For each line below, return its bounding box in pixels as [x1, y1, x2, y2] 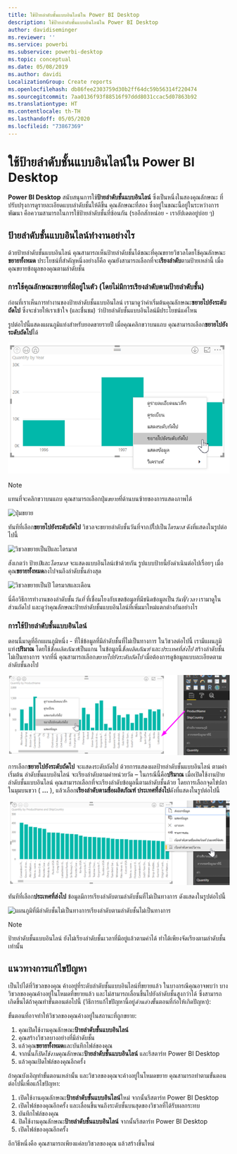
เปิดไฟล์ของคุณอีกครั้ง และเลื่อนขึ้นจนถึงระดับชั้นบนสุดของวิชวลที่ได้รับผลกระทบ [18, 1101, 200, 1110]
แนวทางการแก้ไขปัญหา [8, 962, 87, 975]
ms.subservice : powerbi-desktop [8, 49, 103, 56]
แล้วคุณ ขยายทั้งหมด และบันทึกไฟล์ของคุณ [18, 1041, 113, 1050]
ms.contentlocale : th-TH [8, 108, 81, 116]
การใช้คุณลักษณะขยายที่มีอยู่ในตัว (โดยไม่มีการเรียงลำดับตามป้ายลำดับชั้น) [8, 282, 205, 292]
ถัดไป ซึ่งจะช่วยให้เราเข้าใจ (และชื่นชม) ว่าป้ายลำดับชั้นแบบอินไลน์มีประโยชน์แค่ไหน [8, 306, 198, 314]
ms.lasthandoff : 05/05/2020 [8, 116, 91, 123]
